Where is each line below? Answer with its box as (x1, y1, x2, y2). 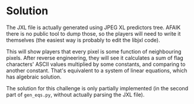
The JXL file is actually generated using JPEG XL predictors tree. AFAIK (6, 24, 181, 31)
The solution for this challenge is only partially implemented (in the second (6, 84, 189, 92)
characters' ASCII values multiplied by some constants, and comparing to (6, 61, 186, 68)
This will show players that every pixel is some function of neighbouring (6, 48, 182, 55)
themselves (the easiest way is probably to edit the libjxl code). (6, 36, 160, 43)
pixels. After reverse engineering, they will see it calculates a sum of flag (6, 54, 184, 61)
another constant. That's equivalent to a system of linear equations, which (6, 67, 188, 74)
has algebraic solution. (6, 73, 62, 80)
